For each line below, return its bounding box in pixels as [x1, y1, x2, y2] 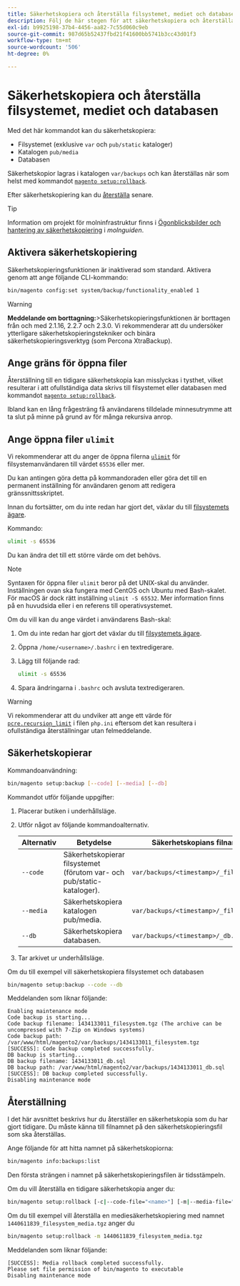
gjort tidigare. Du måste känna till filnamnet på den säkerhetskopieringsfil [7, 1122, 223, 1131]
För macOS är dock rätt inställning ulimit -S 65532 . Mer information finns [7, 594, 224, 602]
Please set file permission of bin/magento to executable [7, 1265, 184, 1272]
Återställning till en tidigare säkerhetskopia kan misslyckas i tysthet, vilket [7, 376, 224, 384]
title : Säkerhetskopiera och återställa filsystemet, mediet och [7, 10, 206, 18]
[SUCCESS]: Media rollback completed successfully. [7, 1259, 164, 1267]
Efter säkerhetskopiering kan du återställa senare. [7, 190, 154, 199]
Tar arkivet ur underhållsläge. [17, 953, 105, 962]
